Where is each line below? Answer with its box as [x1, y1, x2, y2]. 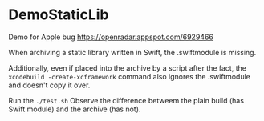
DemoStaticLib [8, 6, 109, 24]
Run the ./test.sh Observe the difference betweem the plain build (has [8, 95, 245, 105]
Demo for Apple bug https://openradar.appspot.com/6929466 [8, 32, 214, 42]
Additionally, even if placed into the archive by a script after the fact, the [8, 63, 247, 73]
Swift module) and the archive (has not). [8, 104, 141, 114]
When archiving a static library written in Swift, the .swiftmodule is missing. [8, 47, 257, 57]
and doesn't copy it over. [8, 80, 91, 90]
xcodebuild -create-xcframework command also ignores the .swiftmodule [8, 71, 250, 81]
